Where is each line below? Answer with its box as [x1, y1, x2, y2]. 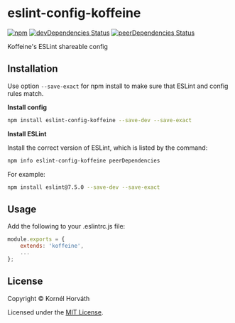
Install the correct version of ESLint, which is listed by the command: [7, 143, 208, 152]
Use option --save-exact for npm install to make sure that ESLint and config [7, 82, 229, 90]
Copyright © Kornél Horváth [7, 294, 90, 302]
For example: [7, 170, 46, 178]
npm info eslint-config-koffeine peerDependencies [7, 157, 160, 164]
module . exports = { [7, 236, 65, 243]
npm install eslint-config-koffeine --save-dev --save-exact [7, 116, 192, 124]
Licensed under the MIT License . [7, 307, 104, 317]
